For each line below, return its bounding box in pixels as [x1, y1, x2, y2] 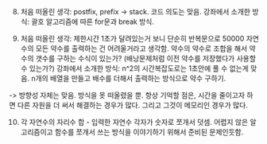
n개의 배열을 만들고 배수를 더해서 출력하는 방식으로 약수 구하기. [31, 74, 226, 83]
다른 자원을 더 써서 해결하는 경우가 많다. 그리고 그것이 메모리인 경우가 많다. [17, 100, 249, 110]
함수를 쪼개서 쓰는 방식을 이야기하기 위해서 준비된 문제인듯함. [55, 127, 244, 137]
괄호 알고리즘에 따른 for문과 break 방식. [31, 17, 154, 26]
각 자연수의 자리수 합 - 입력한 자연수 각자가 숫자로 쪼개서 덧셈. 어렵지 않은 [20, 118, 249, 126]
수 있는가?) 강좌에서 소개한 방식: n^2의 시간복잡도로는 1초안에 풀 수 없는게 [20, 64, 250, 73]
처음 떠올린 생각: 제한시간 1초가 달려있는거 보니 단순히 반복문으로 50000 [20, 34, 245, 43]
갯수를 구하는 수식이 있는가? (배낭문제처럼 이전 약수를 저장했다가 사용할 [35, 54, 257, 63]
